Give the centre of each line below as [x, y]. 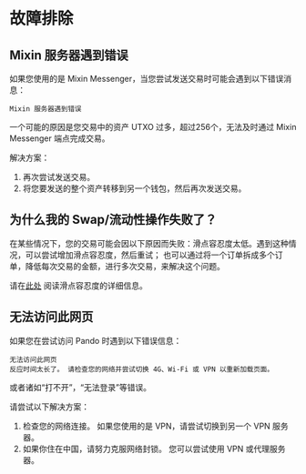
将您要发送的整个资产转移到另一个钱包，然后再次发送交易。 [134, 188]
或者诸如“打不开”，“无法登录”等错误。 [81, 387]
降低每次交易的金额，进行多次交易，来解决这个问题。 [125, 266]
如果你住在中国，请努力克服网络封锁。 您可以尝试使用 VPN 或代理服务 [154, 449]
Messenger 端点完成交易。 [60, 138]
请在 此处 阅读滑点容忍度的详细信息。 [78, 285]
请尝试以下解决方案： [49, 407]
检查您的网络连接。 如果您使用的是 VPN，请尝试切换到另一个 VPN [146, 426]
